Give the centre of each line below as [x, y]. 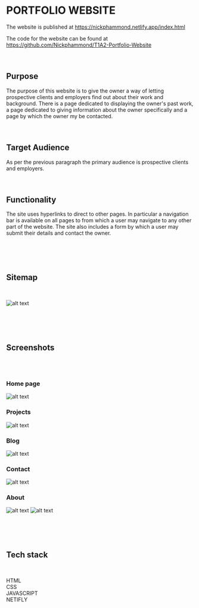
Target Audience [38, 148]
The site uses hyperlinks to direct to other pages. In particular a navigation [97, 214]
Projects [18, 412]
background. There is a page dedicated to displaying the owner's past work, [100, 103]
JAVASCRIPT [22, 593]
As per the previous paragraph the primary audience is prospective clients [97, 162]
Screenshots [30, 347]
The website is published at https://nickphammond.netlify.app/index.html [96, 27]
